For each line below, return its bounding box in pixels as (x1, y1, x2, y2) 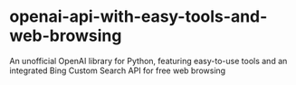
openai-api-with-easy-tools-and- (9, 6, 268, 27)
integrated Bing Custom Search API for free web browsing (9, 65, 226, 76)
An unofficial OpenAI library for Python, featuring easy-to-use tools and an (9, 55, 288, 66)
